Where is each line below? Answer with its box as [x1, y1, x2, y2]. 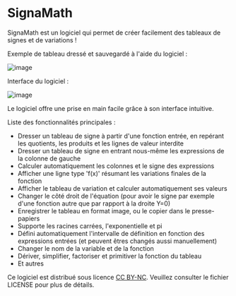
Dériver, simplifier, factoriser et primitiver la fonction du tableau [17, 251, 202, 260]
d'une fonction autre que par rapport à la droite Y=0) [17, 199, 171, 208]
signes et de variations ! [7, 35, 77, 44]
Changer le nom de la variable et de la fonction [17, 244, 154, 252]
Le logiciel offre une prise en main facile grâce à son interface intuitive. [7, 104, 214, 112]
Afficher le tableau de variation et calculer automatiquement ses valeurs [17, 184, 228, 192]
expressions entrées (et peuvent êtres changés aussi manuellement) [17, 237, 218, 245]
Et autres [17, 259, 45, 268]
